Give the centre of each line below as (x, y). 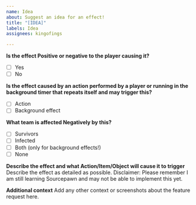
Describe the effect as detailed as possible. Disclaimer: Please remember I (97, 172)
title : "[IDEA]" (26, 23)
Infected (25, 141)
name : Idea (20, 12)
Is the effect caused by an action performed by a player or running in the (97, 86)
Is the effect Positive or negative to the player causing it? (78, 56)
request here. (23, 196)
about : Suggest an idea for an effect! (56, 17)
